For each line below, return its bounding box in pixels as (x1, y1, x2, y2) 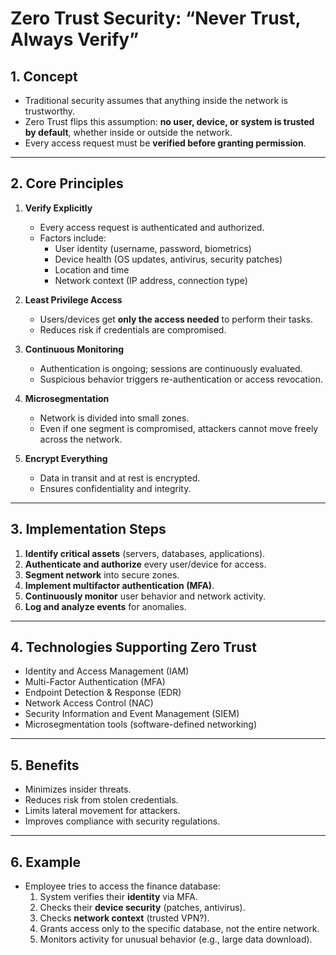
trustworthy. (24, 105, 76, 117)
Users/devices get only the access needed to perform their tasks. (39, 313, 314, 325)
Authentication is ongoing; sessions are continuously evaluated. (39, 362, 303, 374)
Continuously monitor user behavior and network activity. (24, 590, 267, 602)
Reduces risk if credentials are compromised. (39, 323, 227, 336)
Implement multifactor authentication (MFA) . (24, 579, 215, 591)
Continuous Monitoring (24, 343, 125, 355)
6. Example (10, 853, 82, 871)
